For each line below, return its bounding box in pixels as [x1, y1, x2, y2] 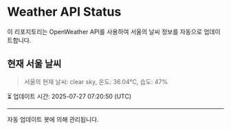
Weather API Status [7, 4, 122, 20]
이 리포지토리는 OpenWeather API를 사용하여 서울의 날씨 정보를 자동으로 [7, 27, 203, 36]
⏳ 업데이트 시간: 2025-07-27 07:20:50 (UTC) [7, 92, 132, 100]
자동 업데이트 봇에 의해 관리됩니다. [7, 115, 99, 123]
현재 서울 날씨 [7, 58, 62, 70]
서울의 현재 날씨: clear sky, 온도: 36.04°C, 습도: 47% [23, 77, 168, 86]
